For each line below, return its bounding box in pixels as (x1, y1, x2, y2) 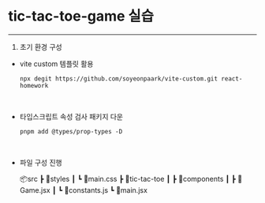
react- (220, 74, 243, 83)
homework (19, 81, 49, 89)
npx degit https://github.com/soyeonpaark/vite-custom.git (19, 74, 218, 83)
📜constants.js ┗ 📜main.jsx (64, 185, 148, 194)
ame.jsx (19, 185, 50, 194)
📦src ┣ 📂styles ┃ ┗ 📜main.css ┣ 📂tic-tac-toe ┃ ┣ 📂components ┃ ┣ (19, 174, 237, 183)
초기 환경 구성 (19, 42, 62, 51)
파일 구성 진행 (19, 157, 62, 167)
